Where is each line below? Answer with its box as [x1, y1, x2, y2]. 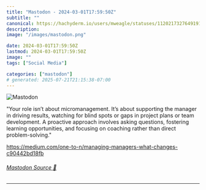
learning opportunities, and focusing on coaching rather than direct [6, 125, 177, 132]
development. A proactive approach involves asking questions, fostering [6, 118, 189, 126]
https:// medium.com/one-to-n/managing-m [6, 143, 116, 151]
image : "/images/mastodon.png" [6, 32, 86, 38]
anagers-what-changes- [115, 143, 178, 151]
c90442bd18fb [6, 150, 44, 157]
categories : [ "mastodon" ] [6, 71, 72, 77]
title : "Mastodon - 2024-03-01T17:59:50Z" [6, 9, 116, 15]
